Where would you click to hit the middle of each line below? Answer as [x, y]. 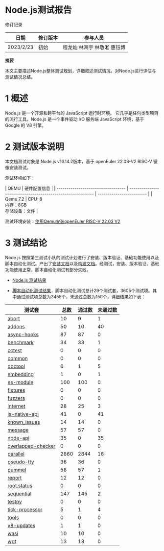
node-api [19, 438]
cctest [15, 350]
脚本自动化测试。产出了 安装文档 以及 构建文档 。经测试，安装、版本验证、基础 [82, 264]
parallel [16, 454]
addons [16, 326]
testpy [15, 502]
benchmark [21, 342]
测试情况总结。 [20, 77]
